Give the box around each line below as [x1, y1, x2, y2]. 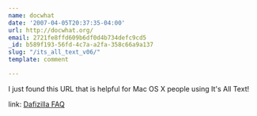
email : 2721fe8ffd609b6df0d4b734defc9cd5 [8, 33, 147, 42]
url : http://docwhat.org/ [8, 26, 93, 34]
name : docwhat [8, 11, 55, 20]
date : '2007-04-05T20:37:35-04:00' [8, 19, 126, 27]
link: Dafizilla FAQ [8, 99, 65, 109]
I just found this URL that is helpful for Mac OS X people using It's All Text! [8, 84, 250, 93]
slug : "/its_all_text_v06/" [8, 48, 101, 56]
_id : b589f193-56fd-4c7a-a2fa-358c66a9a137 [8, 41, 154, 49]
